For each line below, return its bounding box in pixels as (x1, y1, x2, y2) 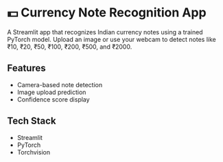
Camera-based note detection (16, 80, 103, 89)
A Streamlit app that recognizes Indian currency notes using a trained (7, 27, 204, 36)
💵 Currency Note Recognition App (7, 5, 207, 21)
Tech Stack (7, 115, 56, 127)
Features (7, 62, 46, 74)
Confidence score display (16, 95, 91, 104)
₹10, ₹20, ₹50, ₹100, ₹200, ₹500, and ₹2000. (7, 43, 132, 51)
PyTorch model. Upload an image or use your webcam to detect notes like (7, 35, 216, 43)
